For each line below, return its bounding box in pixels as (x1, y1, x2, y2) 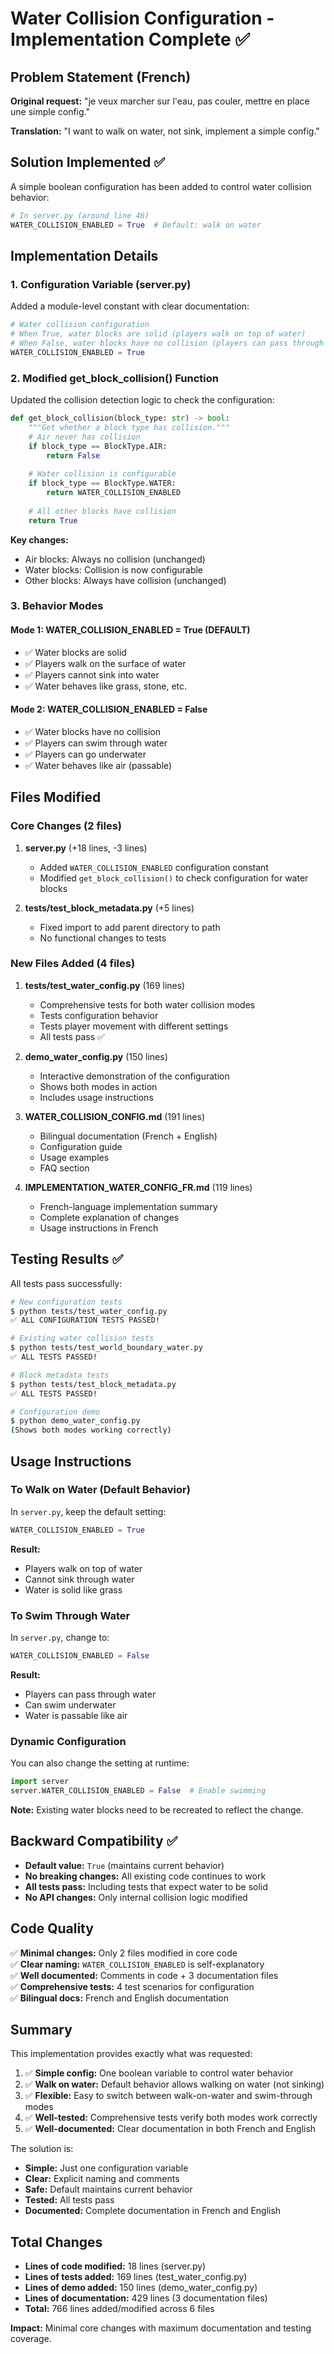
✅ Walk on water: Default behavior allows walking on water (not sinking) (24, 2078, 325, 2091)
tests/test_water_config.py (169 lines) (24, 979, 186, 991)
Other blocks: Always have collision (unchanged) (24, 574, 227, 586)
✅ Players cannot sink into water (24, 668, 160, 681)
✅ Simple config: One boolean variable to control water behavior (24, 2067, 294, 2079)
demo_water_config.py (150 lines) (24, 1050, 168, 1062)
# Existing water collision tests (10, 1333, 155, 1344)
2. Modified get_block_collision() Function (10, 371, 219, 385)
